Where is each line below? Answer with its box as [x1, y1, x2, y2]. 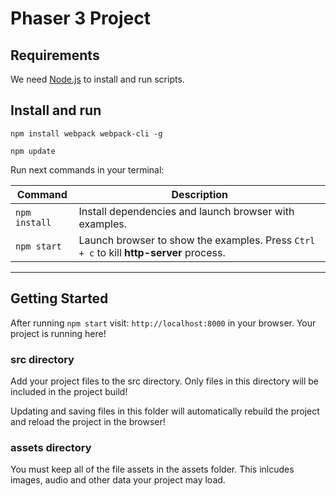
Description [171, 187, 228, 201]
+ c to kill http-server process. [78, 245, 226, 259]
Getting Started [10, 290, 109, 307]
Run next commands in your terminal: [10, 163, 165, 176]
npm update [10, 146, 56, 156]
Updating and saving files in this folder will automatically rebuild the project [10, 405, 320, 417]
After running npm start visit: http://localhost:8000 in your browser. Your [10, 317, 317, 329]
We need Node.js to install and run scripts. [10, 73, 185, 85]
